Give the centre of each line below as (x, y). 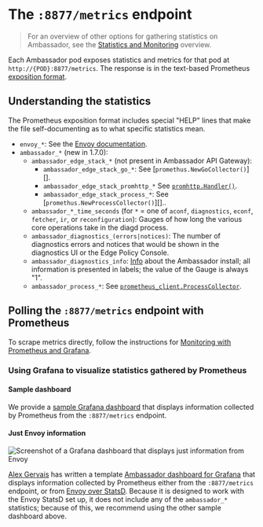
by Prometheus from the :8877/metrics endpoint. (88, 415)
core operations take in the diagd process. (100, 227)
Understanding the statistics (80, 101)
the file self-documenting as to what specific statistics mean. (107, 128)
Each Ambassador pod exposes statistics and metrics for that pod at (119, 60)
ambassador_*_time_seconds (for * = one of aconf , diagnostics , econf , (142, 211)
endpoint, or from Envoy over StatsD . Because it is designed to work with (126, 491)
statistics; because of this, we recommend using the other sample (115, 507)
